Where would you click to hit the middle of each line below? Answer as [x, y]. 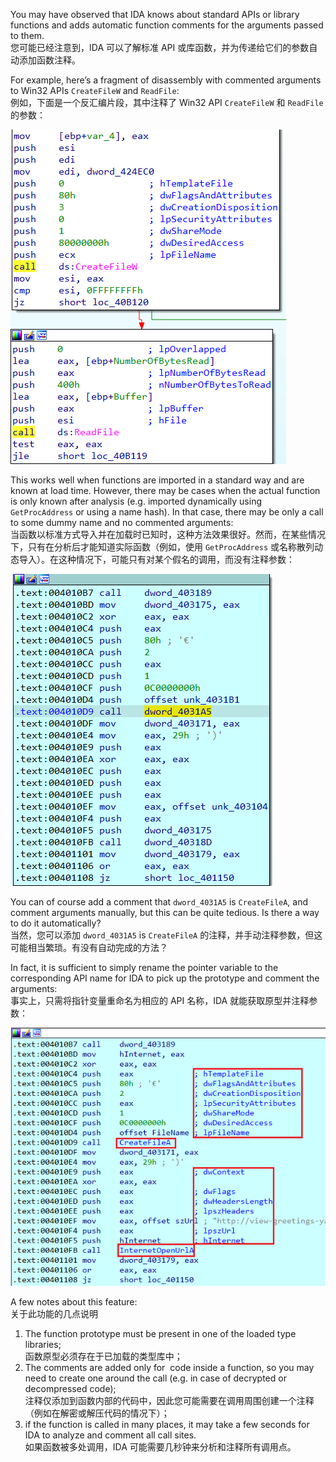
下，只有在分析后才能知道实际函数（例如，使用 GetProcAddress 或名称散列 [162, 547]
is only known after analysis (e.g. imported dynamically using [136, 501]
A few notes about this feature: [74, 1302]
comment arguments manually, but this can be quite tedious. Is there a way [165, 912]
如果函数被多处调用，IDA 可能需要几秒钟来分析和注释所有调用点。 [160, 1447]
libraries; [43, 1345]
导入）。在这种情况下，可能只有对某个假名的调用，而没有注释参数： [156, 559]
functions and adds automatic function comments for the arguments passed [167, 25]
